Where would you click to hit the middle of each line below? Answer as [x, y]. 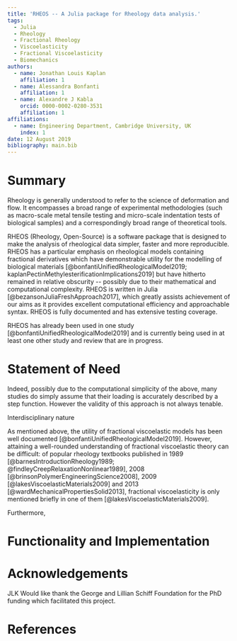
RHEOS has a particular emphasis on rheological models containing [105, 251]
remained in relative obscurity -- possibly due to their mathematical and [112, 282]
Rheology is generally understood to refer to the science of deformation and [118, 200]
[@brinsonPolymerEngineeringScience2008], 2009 [82, 476]
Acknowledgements [68, 574]
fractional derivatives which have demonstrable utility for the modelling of [115, 259]
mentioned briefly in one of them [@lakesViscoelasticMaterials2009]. [108, 499]
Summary [36, 181]
